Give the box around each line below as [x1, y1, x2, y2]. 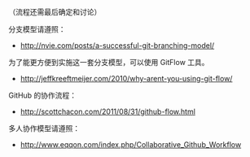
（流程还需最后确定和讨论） [8, 7, 102, 16]
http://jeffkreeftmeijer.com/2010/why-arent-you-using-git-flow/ [20, 74, 233, 83]
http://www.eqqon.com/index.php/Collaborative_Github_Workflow [20, 140, 242, 149]
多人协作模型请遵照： [8, 124, 80, 133]
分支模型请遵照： [8, 24, 66, 34]
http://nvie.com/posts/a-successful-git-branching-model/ [20, 41, 215, 50]
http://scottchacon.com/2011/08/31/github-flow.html [20, 107, 195, 116]
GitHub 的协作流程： [8, 90, 77, 100]
